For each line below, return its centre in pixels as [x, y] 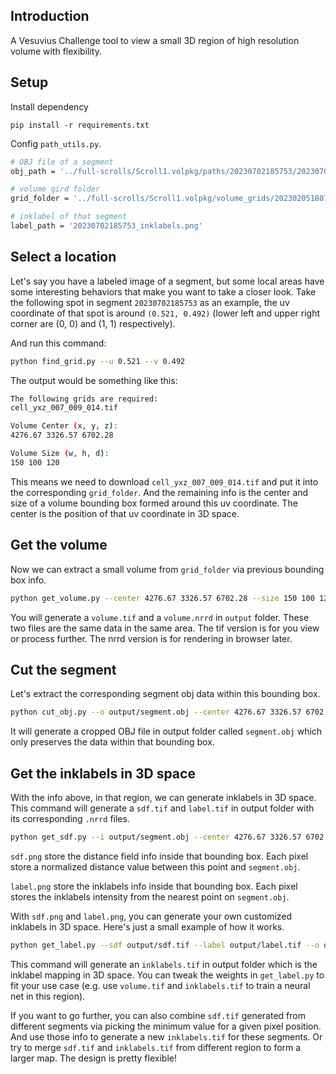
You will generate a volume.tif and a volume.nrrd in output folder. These [160, 617]
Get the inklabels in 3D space [103, 773]
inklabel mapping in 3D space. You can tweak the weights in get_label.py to [167, 975]
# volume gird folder [55, 189]
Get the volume [59, 545]
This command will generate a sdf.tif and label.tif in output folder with [162, 808]
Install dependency [49, 106]
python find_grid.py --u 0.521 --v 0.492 [98, 361]
